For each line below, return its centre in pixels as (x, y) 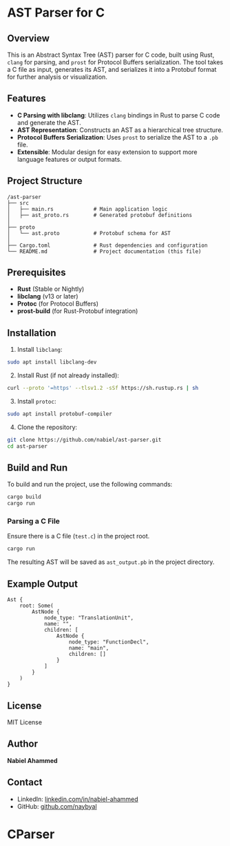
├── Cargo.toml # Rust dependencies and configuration (107, 245)
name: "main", (89, 648)
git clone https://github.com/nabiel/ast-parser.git (84, 440)
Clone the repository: (47, 427)
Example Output (42, 584)
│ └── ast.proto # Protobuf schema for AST (89, 233)
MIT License (25, 722)
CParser (31, 834)
